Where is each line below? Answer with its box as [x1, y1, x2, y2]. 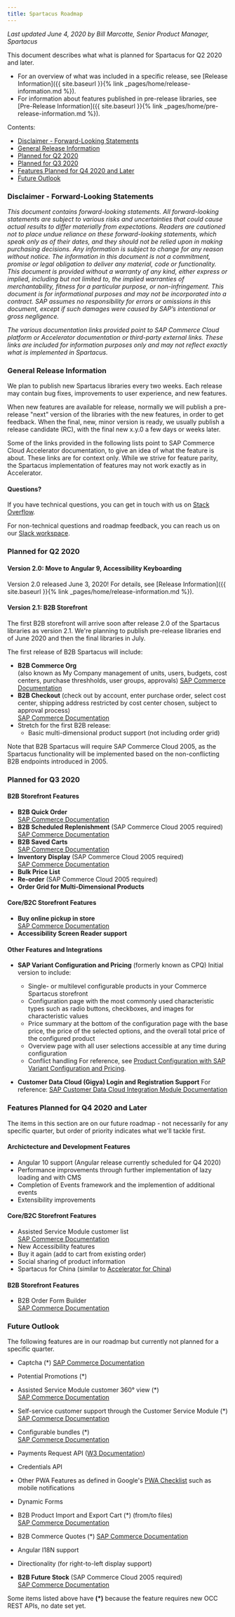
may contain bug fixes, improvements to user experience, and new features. [7, 389, 227, 398]
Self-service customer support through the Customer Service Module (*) [17, 1407, 228, 1415]
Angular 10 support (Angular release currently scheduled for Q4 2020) [17, 1158, 222, 1167]
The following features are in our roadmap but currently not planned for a [7, 1338, 219, 1346]
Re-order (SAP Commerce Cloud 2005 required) [17, 875, 159, 883]
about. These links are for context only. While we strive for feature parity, [7, 454, 219, 462]
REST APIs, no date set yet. [7, 1602, 86, 1610]
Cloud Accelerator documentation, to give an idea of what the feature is [7, 446, 215, 455]
